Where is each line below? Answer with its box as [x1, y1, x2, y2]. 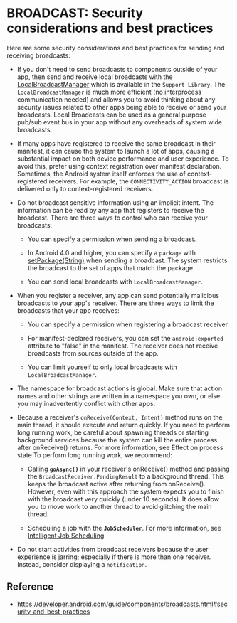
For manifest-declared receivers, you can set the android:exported [27, 334, 223, 342]
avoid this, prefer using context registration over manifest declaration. [16, 161, 222, 170]
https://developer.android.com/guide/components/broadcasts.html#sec [16, 600, 228, 608]
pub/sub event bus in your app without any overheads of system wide [16, 117, 222, 126]
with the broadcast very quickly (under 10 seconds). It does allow [27, 494, 220, 503]
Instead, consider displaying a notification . [16, 560, 147, 568]
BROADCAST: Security [6, 5, 144, 21]
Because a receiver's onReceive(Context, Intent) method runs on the [16, 412, 223, 421]
